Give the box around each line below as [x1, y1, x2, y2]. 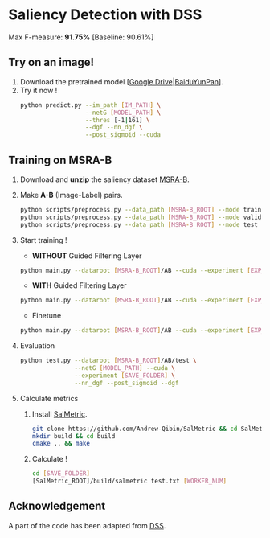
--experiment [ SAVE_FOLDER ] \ [74, 372, 175, 380]
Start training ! [19, 235, 67, 244]
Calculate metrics [19, 393, 79, 403]
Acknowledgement [8, 499, 106, 513]
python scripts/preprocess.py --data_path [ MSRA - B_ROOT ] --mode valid [19, 213, 262, 221]
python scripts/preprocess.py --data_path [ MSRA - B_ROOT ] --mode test [19, 220, 259, 228]
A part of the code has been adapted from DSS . [8, 520, 166, 530]
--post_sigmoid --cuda [84, 131, 162, 139]
